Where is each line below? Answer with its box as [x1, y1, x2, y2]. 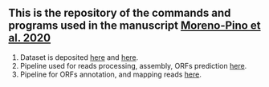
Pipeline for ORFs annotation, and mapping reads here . [19, 69, 202, 79]
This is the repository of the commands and [8, 6, 231, 20]
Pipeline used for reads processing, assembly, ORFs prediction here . [19, 61, 247, 70]
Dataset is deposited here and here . [19, 52, 139, 62]
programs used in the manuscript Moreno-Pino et [8, 19, 261, 33]
